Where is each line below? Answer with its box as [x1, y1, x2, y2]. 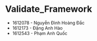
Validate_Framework [5, 3, 93, 15]
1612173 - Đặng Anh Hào [12, 25, 63, 31]
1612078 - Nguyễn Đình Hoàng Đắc [12, 20, 85, 26]
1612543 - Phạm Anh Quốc [12, 30, 68, 36]
